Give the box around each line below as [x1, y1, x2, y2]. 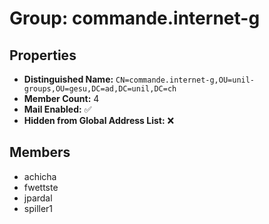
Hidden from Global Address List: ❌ [23, 115, 175, 126]
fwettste [23, 181, 59, 193]
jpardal [23, 192, 53, 204]
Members [9, 144, 71, 161]
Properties [9, 47, 77, 64]
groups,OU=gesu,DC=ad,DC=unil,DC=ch [23, 84, 177, 94]
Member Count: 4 [23, 93, 100, 104]
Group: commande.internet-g [9, 7, 261, 30]
